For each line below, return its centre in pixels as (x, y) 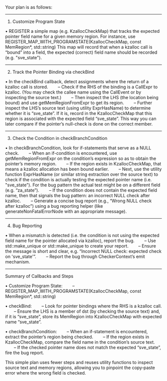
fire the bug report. (25, 353)
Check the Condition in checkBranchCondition (60, 138)
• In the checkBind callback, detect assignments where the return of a (77, 81)
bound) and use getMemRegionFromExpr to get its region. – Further (79, 103)
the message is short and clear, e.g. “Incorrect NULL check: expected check (83, 251)
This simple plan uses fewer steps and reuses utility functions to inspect (79, 362)
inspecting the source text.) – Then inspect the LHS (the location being (82, 97)
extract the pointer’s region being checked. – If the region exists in (77, 337)
